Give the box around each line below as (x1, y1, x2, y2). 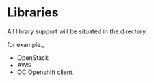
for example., (7, 40, 44, 48)
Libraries (7, 5, 59, 20)
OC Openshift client (16, 68, 73, 76)
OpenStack (16, 53, 49, 62)
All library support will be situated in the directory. (7, 27, 148, 35)
